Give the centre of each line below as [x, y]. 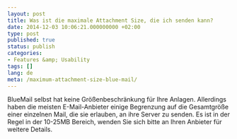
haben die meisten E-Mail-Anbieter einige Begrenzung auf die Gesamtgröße [118, 107]
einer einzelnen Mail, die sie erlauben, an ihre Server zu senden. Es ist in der [118, 114]
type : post [23, 34]
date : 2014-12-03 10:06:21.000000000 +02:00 [74, 27]
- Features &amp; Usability [49, 60]
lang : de [20, 73]
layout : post [27, 14]
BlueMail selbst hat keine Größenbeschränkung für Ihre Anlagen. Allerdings [117, 99]
